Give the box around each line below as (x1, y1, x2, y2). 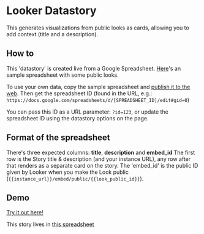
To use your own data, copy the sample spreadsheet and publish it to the (6, 83, 191, 90)
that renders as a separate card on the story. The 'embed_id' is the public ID (6, 162, 198, 169)
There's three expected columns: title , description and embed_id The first (6, 149, 195, 156)
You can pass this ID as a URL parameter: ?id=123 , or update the (6, 108, 168, 115)
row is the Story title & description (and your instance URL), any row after (6, 155, 191, 163)
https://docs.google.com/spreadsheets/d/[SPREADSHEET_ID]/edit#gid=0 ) (6, 96, 190, 103)
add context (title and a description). (6, 30, 99, 37)
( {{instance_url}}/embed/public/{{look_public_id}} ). (6, 174, 144, 182)
